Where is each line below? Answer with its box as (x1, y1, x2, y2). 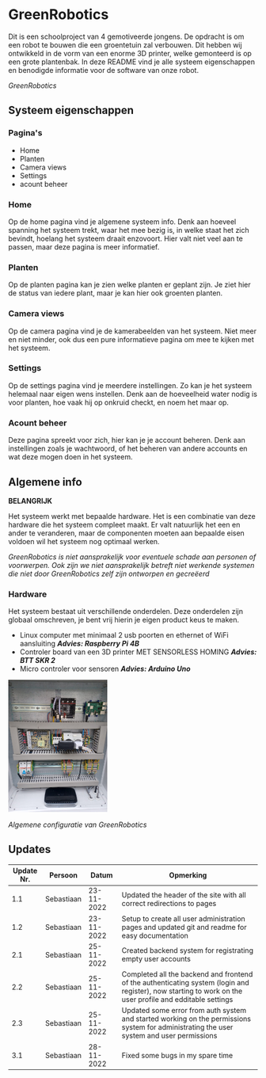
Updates (8, 843, 51, 856)
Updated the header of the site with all (121, 889, 247, 900)
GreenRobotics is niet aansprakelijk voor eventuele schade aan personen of (8, 552, 256, 562)
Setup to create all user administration (121, 913, 245, 924)
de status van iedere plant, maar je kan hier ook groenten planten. (8, 288, 223, 298)
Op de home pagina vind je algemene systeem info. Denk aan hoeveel (8, 216, 237, 227)
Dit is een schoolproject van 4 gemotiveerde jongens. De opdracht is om (8, 32, 245, 41)
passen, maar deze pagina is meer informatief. (8, 242, 160, 251)
